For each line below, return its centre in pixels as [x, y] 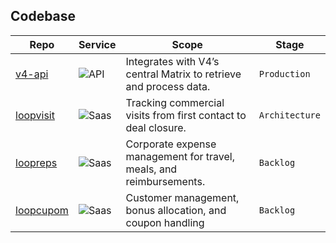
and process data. [168, 86]
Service [97, 44]
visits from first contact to [186, 115]
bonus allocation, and [176, 210]
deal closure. [156, 127]
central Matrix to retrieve [183, 74]
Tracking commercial [175, 102]
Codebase [43, 16]
